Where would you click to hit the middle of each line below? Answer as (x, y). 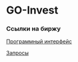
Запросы (18, 53)
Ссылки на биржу (34, 29)
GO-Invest (32, 10)
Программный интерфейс (39, 41)
